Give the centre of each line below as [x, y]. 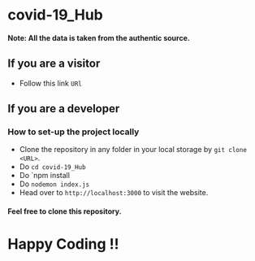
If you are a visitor [54, 64]
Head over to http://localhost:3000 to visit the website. [114, 193]
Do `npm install [45, 176]
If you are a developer [64, 109]
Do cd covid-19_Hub [52, 167]
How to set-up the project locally [73, 132]
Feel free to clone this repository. [65, 211]
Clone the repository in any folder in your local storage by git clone [133, 150]
